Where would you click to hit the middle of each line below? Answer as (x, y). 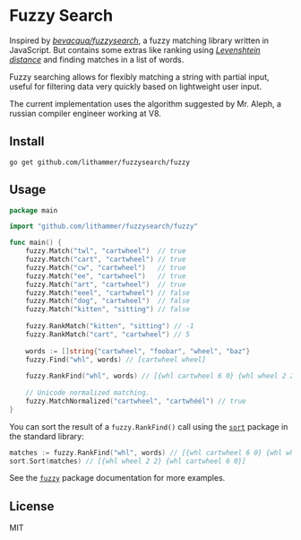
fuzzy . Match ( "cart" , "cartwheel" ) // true (106, 260)
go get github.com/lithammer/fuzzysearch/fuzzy (100, 162)
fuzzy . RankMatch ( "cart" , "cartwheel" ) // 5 (108, 334)
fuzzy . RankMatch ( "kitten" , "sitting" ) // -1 (110, 327)
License (32, 506)
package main (34, 210)
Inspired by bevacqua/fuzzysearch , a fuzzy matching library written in (139, 40)
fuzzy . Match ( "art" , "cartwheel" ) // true (106, 284)
